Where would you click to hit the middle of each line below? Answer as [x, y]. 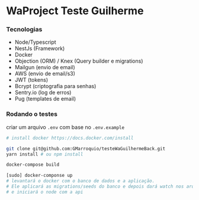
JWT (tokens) [31, 80]
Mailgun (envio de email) [45, 67]
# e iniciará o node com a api [45, 192]
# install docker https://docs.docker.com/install [70, 138]
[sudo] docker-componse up [39, 176]
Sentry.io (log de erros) [43, 92]
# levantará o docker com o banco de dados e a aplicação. [81, 181]
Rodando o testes [32, 114]
